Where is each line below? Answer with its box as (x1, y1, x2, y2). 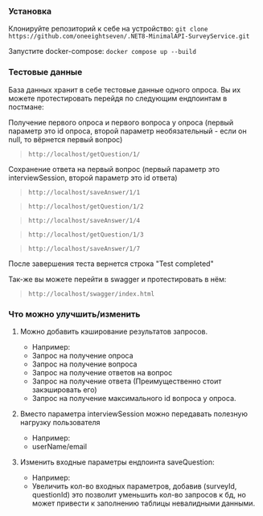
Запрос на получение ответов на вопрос (31, 367, 173, 377)
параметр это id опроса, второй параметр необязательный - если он (8, 126, 247, 136)
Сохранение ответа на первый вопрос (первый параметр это (8, 164, 220, 174)
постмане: (8, 102, 44, 112)
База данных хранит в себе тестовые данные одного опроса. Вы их (8, 84, 241, 94)
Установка (8, 6, 52, 17)
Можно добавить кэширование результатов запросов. (19, 326, 208, 336)
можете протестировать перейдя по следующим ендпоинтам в (8, 93, 228, 103)
